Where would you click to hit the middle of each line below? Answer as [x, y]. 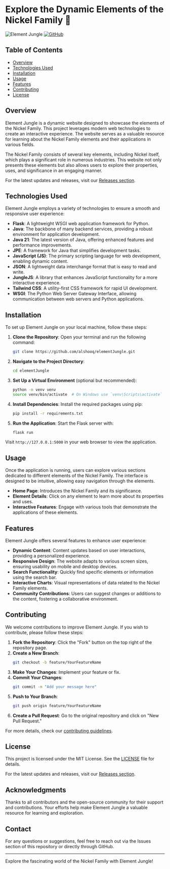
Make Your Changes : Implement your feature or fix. [66, 672]
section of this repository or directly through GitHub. [60, 846]
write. [18, 272]
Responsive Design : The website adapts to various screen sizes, [80, 561]
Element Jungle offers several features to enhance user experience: [76, 541]
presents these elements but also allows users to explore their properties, [82, 165]
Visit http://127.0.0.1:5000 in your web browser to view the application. [81, 442]
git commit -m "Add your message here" [55, 687]
